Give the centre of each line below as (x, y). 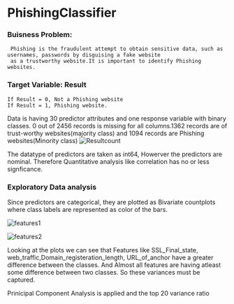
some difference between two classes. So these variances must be (104, 273)
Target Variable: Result (47, 85)
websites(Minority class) (43, 140)
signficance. (25, 169)
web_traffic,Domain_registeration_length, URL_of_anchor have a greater (111, 258)
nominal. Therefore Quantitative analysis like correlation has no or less (108, 161)
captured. (21, 280)
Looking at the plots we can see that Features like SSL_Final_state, (103, 250)
